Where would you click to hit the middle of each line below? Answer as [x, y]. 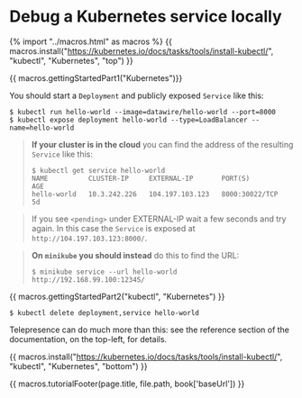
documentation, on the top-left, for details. [88, 339]
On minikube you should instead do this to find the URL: [135, 255]
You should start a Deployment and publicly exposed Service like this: [137, 95]
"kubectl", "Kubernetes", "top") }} [71, 60]
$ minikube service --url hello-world [104, 272]
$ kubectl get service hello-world [98, 170]
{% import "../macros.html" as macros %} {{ [91, 41]
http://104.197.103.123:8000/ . [89, 238]
